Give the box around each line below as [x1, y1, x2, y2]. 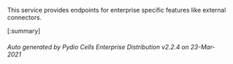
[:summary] [7, 27, 40, 35]
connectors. [7, 13, 42, 22]
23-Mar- [190, 42, 216, 51]
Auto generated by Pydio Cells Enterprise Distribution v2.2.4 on [7, 42, 189, 51]
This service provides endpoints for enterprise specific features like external [7, 6, 226, 14]
